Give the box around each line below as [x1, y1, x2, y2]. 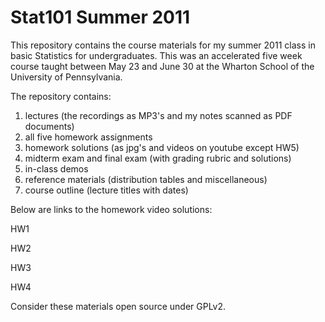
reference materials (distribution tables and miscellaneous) [24, 173, 268, 185]
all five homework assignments [24, 131, 153, 143]
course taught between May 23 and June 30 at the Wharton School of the [10, 60, 315, 72]
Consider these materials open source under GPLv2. [10, 300, 227, 312]
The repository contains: [10, 90, 112, 102]
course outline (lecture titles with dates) [24, 184, 189, 196]
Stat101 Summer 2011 [10, 6, 191, 29]
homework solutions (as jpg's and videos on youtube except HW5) [24, 141, 300, 153]
